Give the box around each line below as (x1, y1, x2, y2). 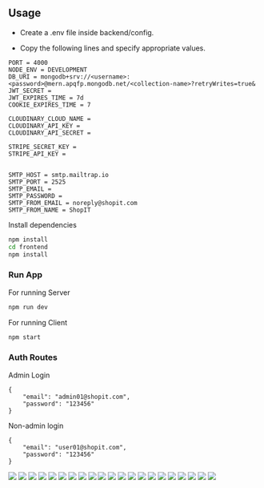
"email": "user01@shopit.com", (22, 443, 127, 451)
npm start (8, 333, 42, 341)
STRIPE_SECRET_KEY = (8, 143, 78, 151)
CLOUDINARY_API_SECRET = (8, 128, 91, 137)
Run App (8, 269, 42, 280)
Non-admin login (8, 421, 64, 430)
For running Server (8, 288, 70, 297)
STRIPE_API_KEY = (8, 150, 66, 158)
